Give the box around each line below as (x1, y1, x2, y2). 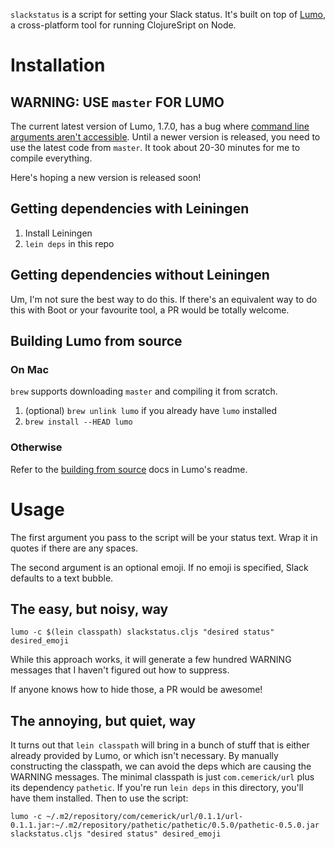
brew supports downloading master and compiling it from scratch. (10, 385, 278, 398)
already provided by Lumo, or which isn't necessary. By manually (10, 750, 279, 762)
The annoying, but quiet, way (10, 712, 197, 729)
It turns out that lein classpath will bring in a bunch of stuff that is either (10, 739, 310, 751)
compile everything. (10, 152, 93, 164)
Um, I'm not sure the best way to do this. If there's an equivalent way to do (10, 293, 318, 305)
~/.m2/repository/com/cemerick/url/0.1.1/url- (46, 812, 244, 822)
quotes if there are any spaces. (10, 542, 139, 554)
